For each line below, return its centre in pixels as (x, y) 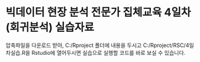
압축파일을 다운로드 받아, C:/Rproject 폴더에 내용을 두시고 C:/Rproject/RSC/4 (98, 45)
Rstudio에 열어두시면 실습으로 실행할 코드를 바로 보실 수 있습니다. (108, 52)
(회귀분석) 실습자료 (50, 27)
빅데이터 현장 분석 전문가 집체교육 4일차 (98, 12)
